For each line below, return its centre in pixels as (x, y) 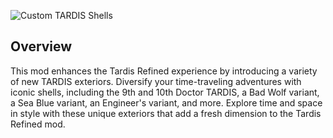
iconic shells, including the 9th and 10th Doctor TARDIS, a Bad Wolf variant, (165, 92)
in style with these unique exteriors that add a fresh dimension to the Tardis (166, 113)
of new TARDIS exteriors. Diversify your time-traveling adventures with (156, 81)
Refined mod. (38, 124)
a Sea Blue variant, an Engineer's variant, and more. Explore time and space (166, 102)
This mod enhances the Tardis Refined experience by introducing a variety (164, 71)
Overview (41, 46)
